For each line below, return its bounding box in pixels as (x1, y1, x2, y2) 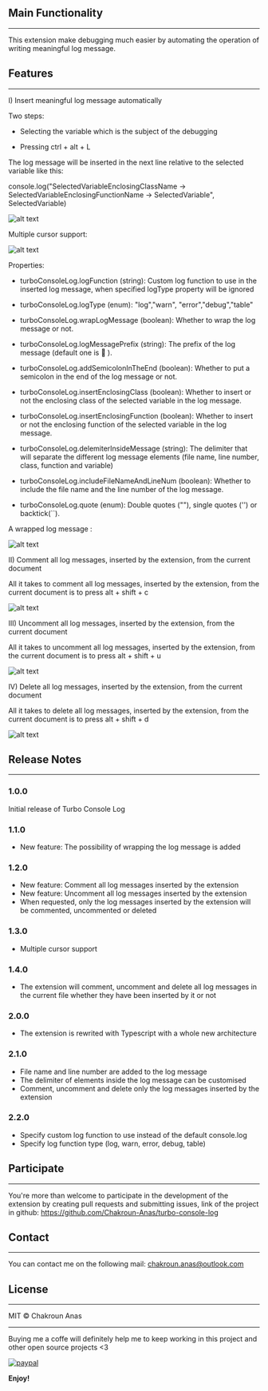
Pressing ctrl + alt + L (19, 141, 91, 151)
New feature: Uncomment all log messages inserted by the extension (19, 888, 247, 898)
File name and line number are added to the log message (19, 1067, 207, 1076)
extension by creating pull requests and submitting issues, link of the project (8, 1198, 259, 1209)
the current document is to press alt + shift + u (8, 650, 162, 660)
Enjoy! (8, 1373, 30, 1383)
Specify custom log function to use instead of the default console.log (19, 1130, 247, 1139)
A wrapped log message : (8, 523, 93, 534)
